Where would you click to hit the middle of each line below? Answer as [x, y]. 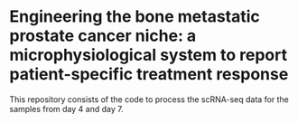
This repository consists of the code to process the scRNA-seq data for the [149, 99]
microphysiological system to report [148, 55]
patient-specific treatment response [149, 75]
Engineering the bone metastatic [135, 17]
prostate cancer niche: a [103, 36]
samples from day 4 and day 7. [66, 109]
